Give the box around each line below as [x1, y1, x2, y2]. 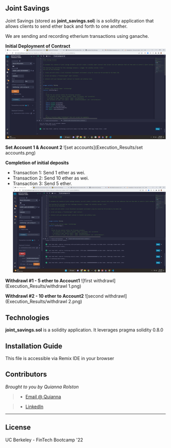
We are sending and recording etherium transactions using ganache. [5, 33, 149, 39]
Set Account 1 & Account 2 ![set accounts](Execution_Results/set [5, 144, 143, 150]
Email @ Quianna [25, 393, 61, 399]
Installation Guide [5, 342, 63, 350]
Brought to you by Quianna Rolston [5, 384, 79, 390]
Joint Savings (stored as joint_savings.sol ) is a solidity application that [5, 17, 154, 24]
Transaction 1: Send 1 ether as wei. [12, 170, 85, 176]
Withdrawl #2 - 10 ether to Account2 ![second [5, 293, 104, 299]
